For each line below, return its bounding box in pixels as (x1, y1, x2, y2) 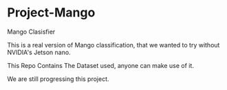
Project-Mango (7, 5, 96, 21)
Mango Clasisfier (7, 27, 56, 36)
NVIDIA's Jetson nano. (7, 48, 71, 56)
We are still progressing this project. (7, 74, 109, 83)
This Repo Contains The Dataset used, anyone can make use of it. (7, 61, 194, 69)
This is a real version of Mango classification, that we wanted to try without (7, 41, 220, 49)
